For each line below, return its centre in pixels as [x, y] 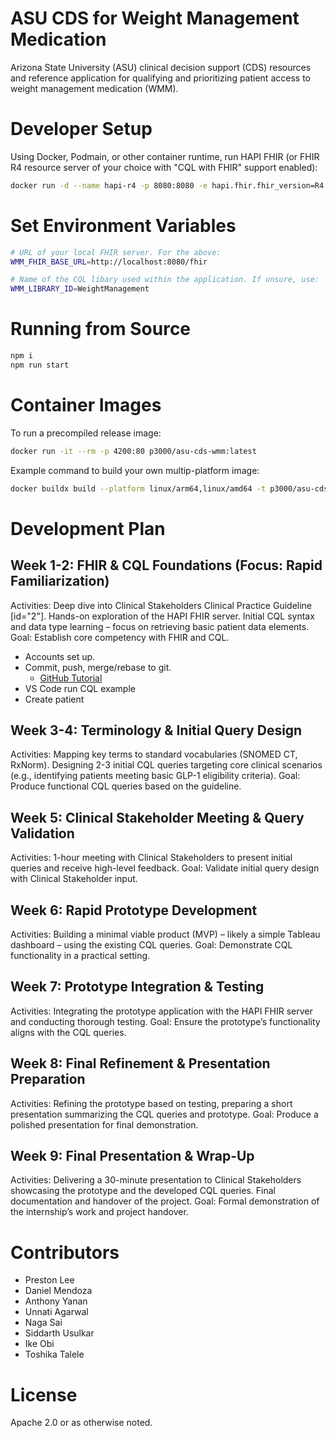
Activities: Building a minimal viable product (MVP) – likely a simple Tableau [165, 934]
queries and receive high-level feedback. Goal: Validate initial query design [165, 868]
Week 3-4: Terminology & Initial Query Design [156, 730]
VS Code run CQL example [80, 688]
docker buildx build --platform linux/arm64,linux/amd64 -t [138, 488]
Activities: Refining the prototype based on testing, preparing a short [151, 1103]
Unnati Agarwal [56, 1312]
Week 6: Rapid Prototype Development [134, 910]
